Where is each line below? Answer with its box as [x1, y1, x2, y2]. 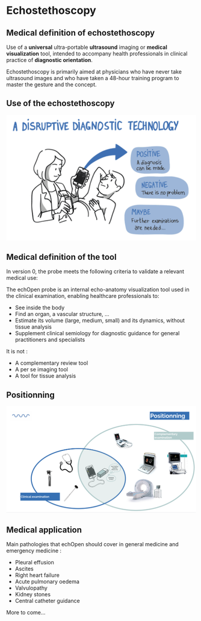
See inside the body [14, 304, 65, 311]
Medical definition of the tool [6, 251, 117, 262]
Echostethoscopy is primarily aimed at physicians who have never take [6, 68, 182, 75]
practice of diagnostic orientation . [6, 57, 93, 63]
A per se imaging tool [14, 366, 68, 373]
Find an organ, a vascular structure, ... [14, 310, 110, 318]
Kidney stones [14, 590, 51, 597]
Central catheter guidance [14, 597, 80, 604]
